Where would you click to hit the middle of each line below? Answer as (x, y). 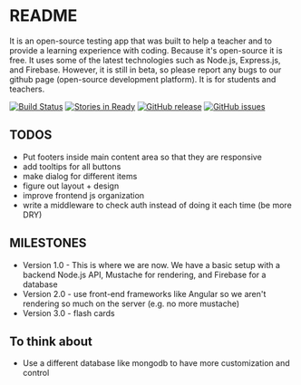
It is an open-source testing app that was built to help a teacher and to (141, 41)
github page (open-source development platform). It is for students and (143, 79)
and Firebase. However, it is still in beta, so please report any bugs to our (146, 70)
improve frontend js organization (83, 195)
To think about (51, 341)
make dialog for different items (80, 176)
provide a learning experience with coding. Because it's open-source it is (146, 50)
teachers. (27, 89)
